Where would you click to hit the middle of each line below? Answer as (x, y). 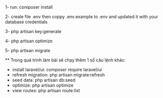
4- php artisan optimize (29, 41)
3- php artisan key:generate (33, 31)
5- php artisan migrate (28, 50)
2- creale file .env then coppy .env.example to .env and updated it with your (82, 16)
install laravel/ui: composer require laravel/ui (57, 69)
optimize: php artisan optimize (43, 85)
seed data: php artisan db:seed (44, 80)
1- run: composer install (29, 7)
